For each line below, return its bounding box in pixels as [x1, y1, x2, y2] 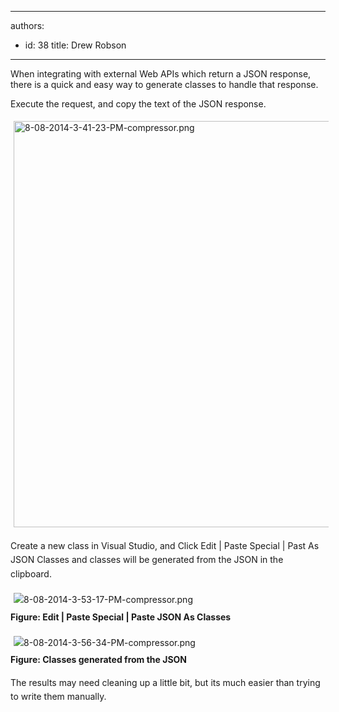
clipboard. [10, 567, 52, 580]
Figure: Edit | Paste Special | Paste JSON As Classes [10, 611, 232, 623]
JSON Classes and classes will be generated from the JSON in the [10, 554, 284, 566]
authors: [10, 20, 45, 31]
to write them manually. [10, 691, 107, 703]
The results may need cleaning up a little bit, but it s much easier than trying [10, 676, 321, 688]
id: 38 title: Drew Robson [24, 39, 127, 51]
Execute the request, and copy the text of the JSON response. [10, 98, 267, 110]
